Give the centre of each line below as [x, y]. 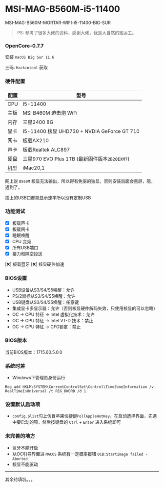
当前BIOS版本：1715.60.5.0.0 [34, 352]
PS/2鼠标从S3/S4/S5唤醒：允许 [44, 296]
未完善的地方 [20, 436]
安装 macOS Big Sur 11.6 [30, 57]
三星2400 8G [38, 122]
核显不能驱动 [25, 464]
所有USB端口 [25, 248]
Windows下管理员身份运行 [39, 378]
